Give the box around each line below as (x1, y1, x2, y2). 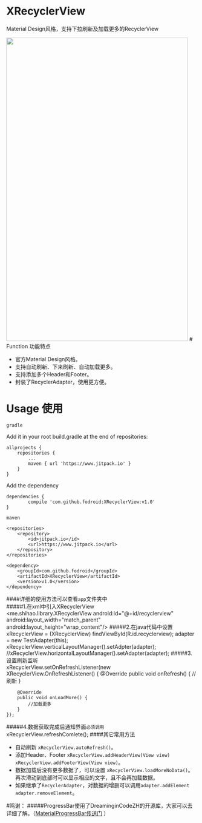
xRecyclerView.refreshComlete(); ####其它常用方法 (6, 730, 135, 738)
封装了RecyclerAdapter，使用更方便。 (15, 378, 110, 385)
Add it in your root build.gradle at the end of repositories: (6, 433, 148, 440)
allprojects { (6, 444, 42, 450)
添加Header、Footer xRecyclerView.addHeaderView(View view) (15, 751, 171, 758)
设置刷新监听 (6, 657, 38, 664)
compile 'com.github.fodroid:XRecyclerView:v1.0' (28, 499, 155, 505)
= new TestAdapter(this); (6, 636, 68, 644)
